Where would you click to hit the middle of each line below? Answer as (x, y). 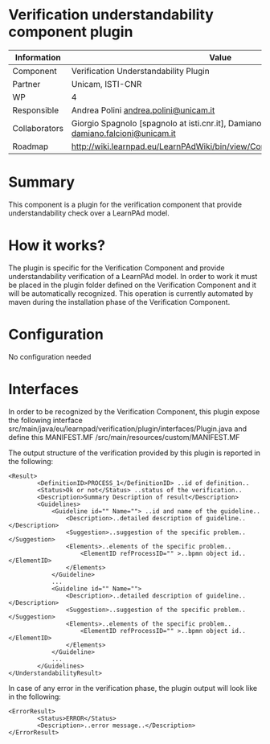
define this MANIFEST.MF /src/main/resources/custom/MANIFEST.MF (124, 437)
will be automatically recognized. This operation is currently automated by (131, 293)
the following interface (45, 420)
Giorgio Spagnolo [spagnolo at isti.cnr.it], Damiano (166, 123)
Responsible (35, 110)
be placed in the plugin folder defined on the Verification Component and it (133, 285)
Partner (27, 84)
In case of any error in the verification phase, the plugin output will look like (133, 688)
